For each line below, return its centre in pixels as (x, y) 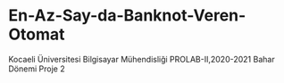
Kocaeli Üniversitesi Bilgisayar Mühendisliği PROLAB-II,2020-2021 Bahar (142, 59)
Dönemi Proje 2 (37, 69)
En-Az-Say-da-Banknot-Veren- (127, 16)
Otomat (37, 34)
